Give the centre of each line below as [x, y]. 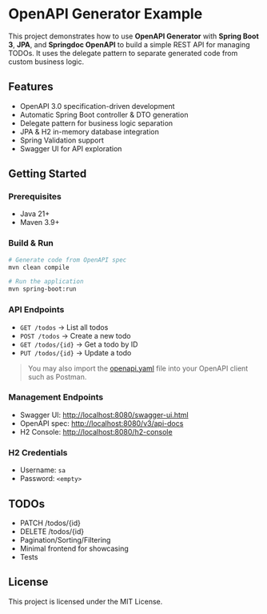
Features [31, 87]
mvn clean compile [39, 267]
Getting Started [48, 174]
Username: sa [43, 470]
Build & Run [31, 243]
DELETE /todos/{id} [52, 531]
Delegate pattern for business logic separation [96, 123]
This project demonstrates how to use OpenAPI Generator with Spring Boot [134, 36]
